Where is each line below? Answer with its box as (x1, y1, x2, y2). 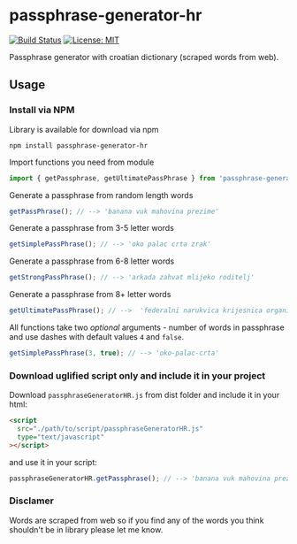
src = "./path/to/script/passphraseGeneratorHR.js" (17, 425, 203, 433)
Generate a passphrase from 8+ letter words (9, 289, 171, 300)
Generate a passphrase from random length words (9, 189, 194, 200)
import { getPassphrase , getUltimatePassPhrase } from (9, 173, 216, 182)
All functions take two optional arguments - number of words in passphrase (9, 322, 285, 333)
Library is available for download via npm (9, 124, 159, 134)
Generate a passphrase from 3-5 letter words (9, 223, 175, 234)
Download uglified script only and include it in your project (9, 369, 266, 381)
